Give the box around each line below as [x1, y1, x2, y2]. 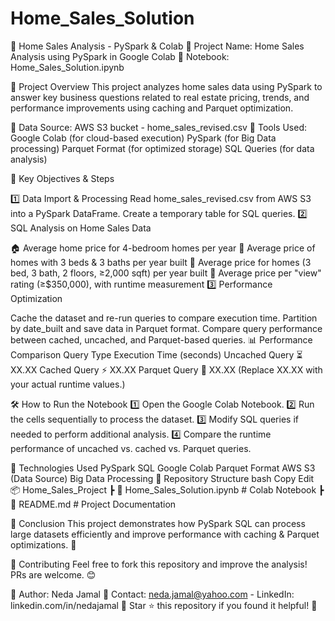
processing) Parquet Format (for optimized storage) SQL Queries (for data [10, 142, 315, 154]
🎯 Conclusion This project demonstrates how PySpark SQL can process [10, 517, 306, 529]
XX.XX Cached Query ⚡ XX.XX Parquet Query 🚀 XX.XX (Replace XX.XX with [10, 363, 323, 376]
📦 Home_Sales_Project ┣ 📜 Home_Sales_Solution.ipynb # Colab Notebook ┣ [10, 483, 325, 496]
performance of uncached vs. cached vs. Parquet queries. [10, 442, 252, 454]
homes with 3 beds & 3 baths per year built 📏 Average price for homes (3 [10, 256, 312, 268]
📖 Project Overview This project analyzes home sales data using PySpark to [10, 80, 323, 92]
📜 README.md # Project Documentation [10, 498, 177, 510]
